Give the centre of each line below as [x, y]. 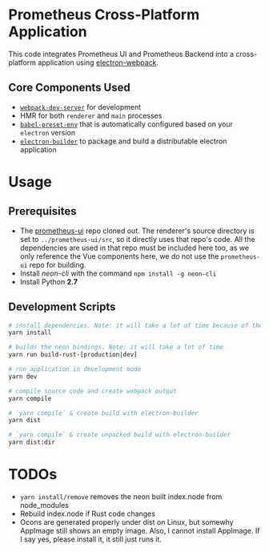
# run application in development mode [75, 369]
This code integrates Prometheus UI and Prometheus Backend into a [121, 54]
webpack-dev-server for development [80, 107]
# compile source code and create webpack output [93, 391]
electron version [48, 132]
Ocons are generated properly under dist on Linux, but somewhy [126, 522]
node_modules [44, 505]
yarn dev [23, 377]
